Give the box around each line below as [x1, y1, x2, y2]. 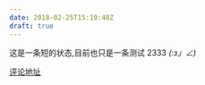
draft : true [9, 21, 54, 30]
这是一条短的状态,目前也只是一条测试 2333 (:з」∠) [9, 47, 197, 58]
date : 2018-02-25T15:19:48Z [9, 13, 115, 22]
